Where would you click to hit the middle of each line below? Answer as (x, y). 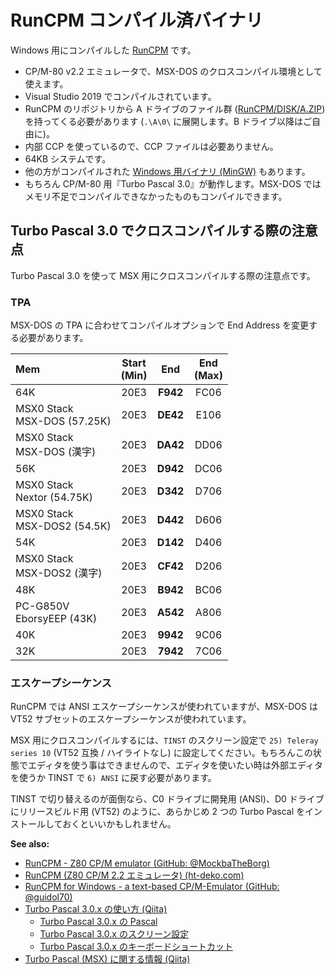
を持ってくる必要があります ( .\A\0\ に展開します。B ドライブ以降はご (168, 121)
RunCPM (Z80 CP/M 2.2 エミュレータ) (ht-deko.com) (134, 875)
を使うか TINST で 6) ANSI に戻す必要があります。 (113, 778)
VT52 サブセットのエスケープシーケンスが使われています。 (131, 719)
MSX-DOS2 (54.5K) (63, 526)
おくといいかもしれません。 (119, 824)
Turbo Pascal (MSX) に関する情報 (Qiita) (107, 959)
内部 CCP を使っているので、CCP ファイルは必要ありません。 (151, 146)
